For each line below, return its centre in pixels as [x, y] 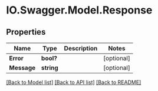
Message [22, 68]
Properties [26, 32]
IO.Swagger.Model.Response [79, 10]
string [50, 68]
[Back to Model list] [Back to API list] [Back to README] [74, 82]
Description [81, 48]
